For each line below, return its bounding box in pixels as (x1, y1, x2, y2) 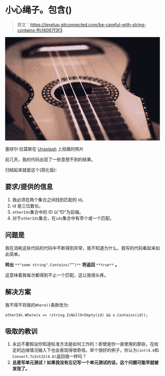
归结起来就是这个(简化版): (5, 167, 57, 173)
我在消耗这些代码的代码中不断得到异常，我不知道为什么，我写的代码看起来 (5, 245, 156, 251)
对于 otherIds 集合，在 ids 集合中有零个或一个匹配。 (12, 215, 114, 221)
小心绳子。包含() (5, 4, 72, 16)
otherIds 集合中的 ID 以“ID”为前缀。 (12, 209, 84, 215)
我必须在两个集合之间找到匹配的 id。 (12, 196, 86, 202)
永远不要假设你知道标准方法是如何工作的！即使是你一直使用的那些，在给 (12, 341, 159, 347)
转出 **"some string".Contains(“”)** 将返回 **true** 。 (5, 261, 119, 267)
